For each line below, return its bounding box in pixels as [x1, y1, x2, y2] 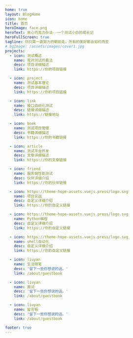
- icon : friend [9, 166, 41, 172]
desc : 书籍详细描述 [14, 130, 49, 135]
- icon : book [9, 121, 36, 126]
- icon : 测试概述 [9, 53, 42, 58]
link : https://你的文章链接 [14, 157, 67, 163]
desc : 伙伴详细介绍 [14, 176, 49, 181]
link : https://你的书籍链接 [14, 135, 67, 140]
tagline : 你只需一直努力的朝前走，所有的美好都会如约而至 [5, 39, 109, 44]
